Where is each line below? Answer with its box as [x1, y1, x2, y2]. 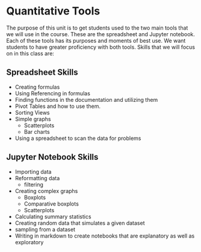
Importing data [14, 168, 52, 175]
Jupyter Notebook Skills [6, 152, 99, 162]
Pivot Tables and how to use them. [14, 102, 101, 110]
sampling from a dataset [14, 225, 76, 233]
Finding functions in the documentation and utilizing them [14, 96, 158, 103]
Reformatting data [14, 174, 60, 181]
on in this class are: [6, 49, 54, 57]
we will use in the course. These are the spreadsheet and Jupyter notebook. [6, 30, 196, 37]
